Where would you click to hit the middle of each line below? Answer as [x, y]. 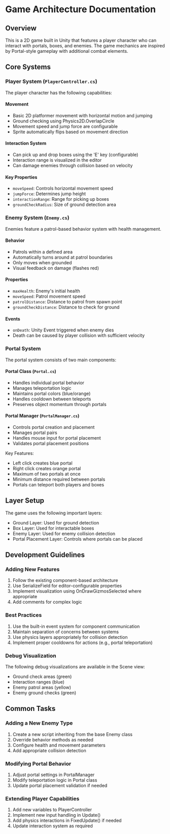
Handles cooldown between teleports [52, 399]
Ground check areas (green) [42, 676]
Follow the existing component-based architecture [65, 580]
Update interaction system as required [53, 826]
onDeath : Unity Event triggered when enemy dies [63, 330]
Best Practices [24, 615]
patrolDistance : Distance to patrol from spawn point [67, 302]
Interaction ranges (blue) [39, 682]
